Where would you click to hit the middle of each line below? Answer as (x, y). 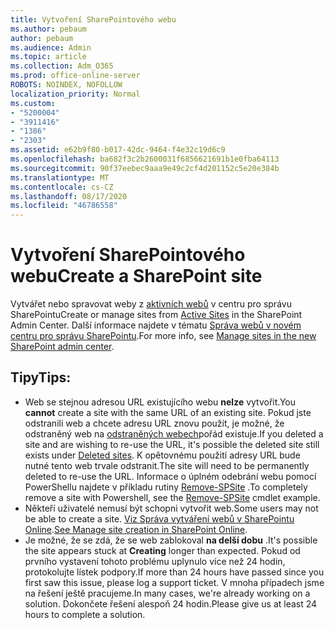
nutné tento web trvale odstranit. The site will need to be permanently (167, 465)
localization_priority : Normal (75, 94)
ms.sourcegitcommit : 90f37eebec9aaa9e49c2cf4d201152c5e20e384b (145, 168)
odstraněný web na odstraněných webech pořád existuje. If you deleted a (174, 433)
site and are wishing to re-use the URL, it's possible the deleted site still (172, 444)
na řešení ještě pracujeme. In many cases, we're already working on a (167, 593)
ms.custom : (33, 103)
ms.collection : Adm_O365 (62, 66)
